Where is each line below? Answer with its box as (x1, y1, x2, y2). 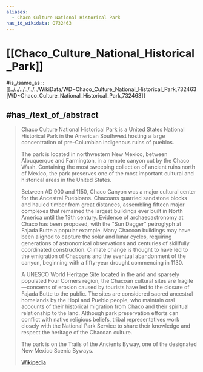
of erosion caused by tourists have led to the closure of (51, 283, 190, 291)
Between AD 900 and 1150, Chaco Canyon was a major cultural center (21, 188, 196, 195)
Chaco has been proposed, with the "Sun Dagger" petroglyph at (21, 220, 182, 228)
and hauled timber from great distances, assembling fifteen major (21, 201, 185, 208)
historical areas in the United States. (21, 177, 112, 184)
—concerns (21, 283, 50, 291)
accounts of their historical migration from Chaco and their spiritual (21, 303, 189, 310)
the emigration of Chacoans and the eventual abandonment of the (21, 252, 186, 260)
